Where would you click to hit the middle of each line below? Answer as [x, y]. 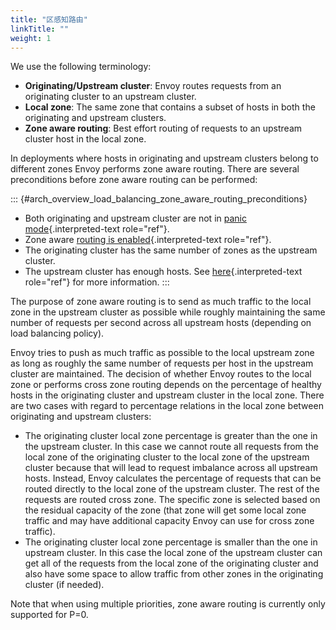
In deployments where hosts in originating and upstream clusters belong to [164, 158]
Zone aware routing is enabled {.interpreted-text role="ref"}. [148, 240]
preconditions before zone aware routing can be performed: [134, 180]
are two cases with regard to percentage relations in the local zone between [167, 406]
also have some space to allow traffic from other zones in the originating [174, 574]
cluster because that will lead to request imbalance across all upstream [171, 468]
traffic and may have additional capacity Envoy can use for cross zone [169, 521]
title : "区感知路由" [49, 19]
